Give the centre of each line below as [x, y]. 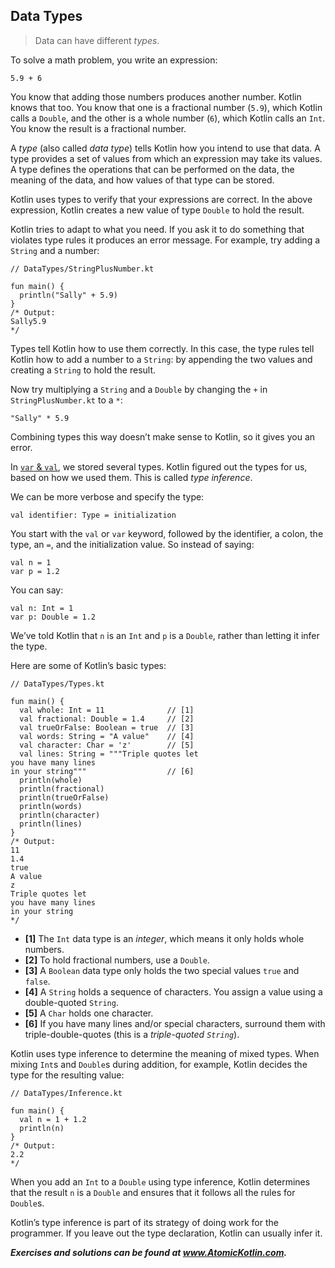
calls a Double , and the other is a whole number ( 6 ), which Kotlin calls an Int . [168, 118]
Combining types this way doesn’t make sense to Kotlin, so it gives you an [163, 436]
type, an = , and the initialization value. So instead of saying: [132, 544]
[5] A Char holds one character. [89, 1013]
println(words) [51, 806]
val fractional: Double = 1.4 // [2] [107, 719]
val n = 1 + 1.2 [53, 1119]
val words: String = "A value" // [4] [107, 736]
